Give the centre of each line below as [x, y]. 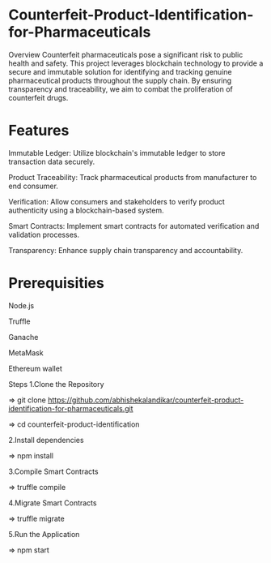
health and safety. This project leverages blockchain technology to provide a [136, 63]
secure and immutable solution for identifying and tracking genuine [120, 71]
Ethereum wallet [35, 368]
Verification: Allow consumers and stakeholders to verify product [116, 201]
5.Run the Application [44, 534]
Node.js [21, 305]
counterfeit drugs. [38, 97]
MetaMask [26, 352]
